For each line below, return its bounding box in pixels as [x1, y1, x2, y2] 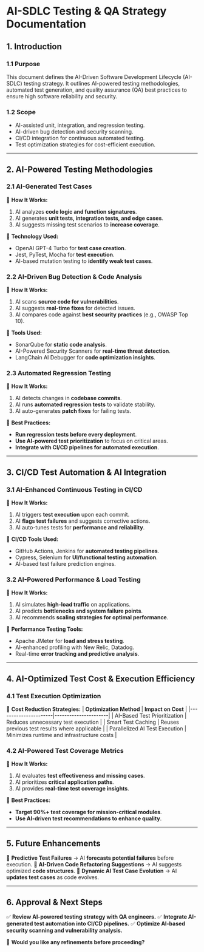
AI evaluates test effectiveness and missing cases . [15, 772, 145, 780]
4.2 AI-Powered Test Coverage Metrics [6, 747, 124, 755]
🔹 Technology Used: [6, 233, 59, 240]
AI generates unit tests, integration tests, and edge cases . [15, 214, 164, 222]
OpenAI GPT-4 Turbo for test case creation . [15, 244, 126, 251]
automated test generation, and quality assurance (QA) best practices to [6, 86, 187, 93]
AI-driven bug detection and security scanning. [15, 128, 134, 135]
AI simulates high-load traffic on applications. [15, 601, 131, 608]
